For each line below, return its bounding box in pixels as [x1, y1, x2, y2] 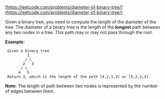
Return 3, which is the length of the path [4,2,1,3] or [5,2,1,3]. [7, 74, 151, 79]
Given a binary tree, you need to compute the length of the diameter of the [5, 19, 157, 25]
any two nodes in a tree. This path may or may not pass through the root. [5, 30, 153, 35]
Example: [5, 39, 25, 45]
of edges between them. [5, 88, 55, 94]
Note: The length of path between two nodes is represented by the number [5, 83, 158, 89]
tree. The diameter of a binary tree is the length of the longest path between [5, 24, 161, 30]
